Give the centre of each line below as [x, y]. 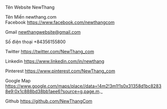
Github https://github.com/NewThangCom [49, 101]
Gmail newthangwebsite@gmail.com [43, 32]
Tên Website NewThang [30, 7]
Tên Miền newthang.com [31, 17]
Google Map [18, 81]
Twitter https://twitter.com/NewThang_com [50, 51]
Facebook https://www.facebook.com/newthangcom [60, 22]
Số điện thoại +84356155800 [35, 42]
